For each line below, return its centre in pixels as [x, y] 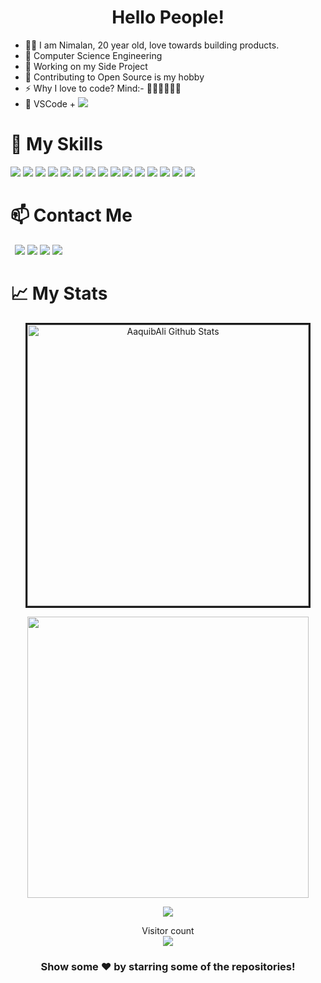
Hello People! [168, 17]
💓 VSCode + [50, 103]
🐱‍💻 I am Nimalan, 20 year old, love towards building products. [152, 45]
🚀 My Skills [56, 144]
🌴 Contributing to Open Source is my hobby [114, 77]
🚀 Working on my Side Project [86, 66]
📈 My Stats [59, 293]
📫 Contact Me [71, 215]
